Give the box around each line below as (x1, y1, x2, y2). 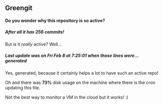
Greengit (5, 4, 33, 12)
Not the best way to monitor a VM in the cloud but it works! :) (5, 94, 129, 100)
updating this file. (5, 84, 40, 90)
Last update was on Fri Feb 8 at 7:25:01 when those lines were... (5, 52, 139, 58)
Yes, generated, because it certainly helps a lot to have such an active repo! (5, 70, 159, 76)
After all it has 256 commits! (5, 29, 65, 35)
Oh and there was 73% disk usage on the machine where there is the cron (5, 79, 156, 85)
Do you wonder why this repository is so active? (5, 17, 106, 24)
